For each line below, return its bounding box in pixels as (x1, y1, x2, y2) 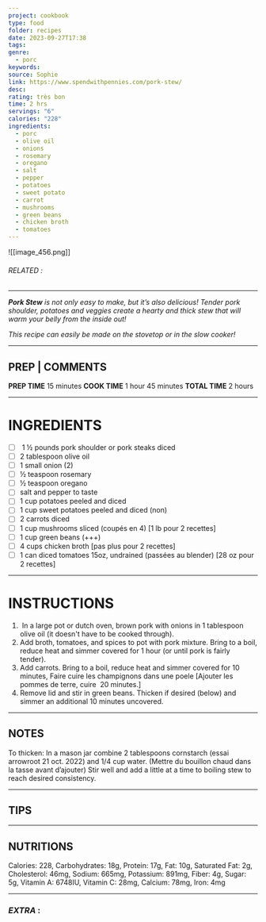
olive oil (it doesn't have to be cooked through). (19, 628, 174, 639)
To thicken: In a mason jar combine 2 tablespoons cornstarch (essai (8, 747, 230, 758)
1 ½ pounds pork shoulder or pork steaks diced (21, 442, 176, 452)
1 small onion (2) (19, 461, 74, 471)
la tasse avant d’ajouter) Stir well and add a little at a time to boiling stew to (8, 765, 252, 774)
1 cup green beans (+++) (19, 532, 101, 542)
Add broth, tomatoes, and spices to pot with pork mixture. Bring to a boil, (19, 637, 257, 647)
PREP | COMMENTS (8, 360, 107, 374)
